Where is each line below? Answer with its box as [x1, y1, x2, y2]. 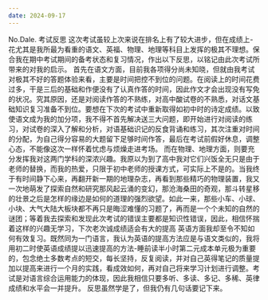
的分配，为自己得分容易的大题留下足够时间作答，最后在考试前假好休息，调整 [8, 134, 260, 143]
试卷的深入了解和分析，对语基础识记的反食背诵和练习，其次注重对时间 [29, 124, 260, 134]
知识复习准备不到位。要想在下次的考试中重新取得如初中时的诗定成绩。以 [14, 104, 253, 114]
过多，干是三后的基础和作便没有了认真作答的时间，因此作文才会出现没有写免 [8, 84, 260, 94]
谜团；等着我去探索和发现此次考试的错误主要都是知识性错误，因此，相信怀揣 [8, 213, 260, 223]
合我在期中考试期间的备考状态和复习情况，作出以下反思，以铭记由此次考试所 [8, 54, 260, 64]
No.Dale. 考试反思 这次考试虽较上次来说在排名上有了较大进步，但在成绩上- [8, 34, 254, 44]
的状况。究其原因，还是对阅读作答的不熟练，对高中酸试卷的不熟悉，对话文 [8, 94, 253, 103]
